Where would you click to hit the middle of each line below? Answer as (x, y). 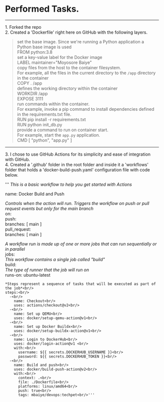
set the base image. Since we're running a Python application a (81, 41)
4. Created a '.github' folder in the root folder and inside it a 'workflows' (77, 164)
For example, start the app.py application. (59, 135)
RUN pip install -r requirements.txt (51, 119)
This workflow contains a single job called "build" (55, 259)
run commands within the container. (53, 104)
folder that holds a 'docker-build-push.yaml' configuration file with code (78, 170)
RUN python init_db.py (40, 124)
